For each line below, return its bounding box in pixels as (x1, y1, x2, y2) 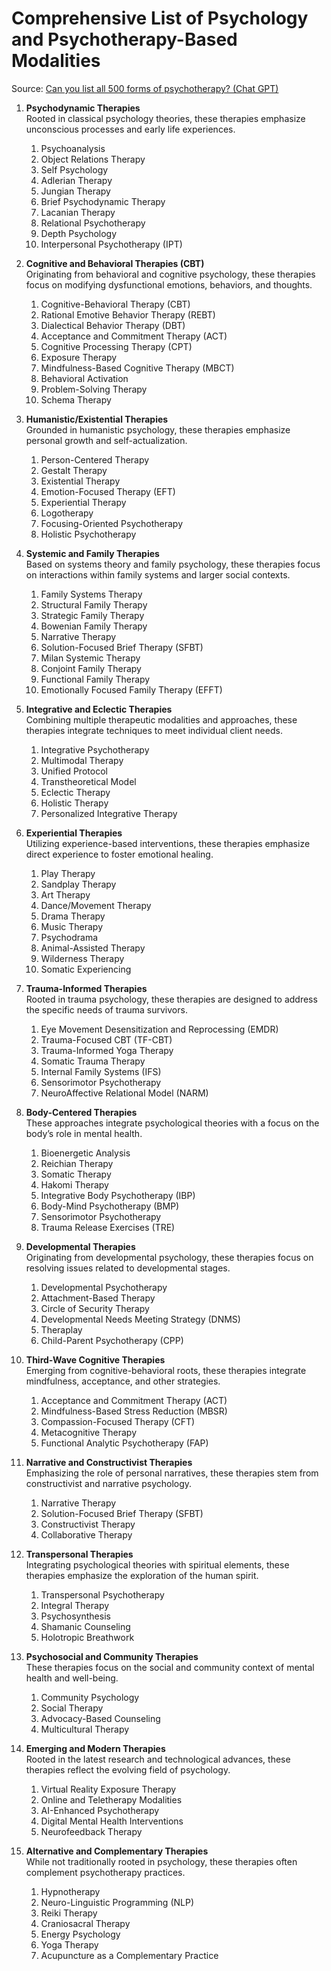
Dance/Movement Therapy (40, 899, 152, 911)
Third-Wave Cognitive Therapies (25, 1353, 166, 1366)
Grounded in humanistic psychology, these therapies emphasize (25, 423, 291, 436)
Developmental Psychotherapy (40, 1281, 168, 1293)
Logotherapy (40, 507, 94, 519)
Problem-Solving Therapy (40, 383, 148, 395)
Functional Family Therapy (40, 673, 151, 685)
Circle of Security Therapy (40, 1302, 150, 1314)
